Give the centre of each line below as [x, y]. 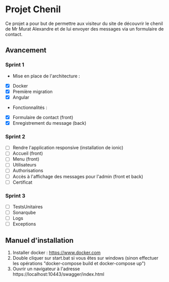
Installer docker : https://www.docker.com [57, 252]
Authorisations [28, 171]
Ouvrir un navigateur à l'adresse [46, 269]
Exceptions [24, 224]
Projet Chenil [33, 9]
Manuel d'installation [39, 240]
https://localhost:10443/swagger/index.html [58, 274]
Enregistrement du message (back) [49, 123]
